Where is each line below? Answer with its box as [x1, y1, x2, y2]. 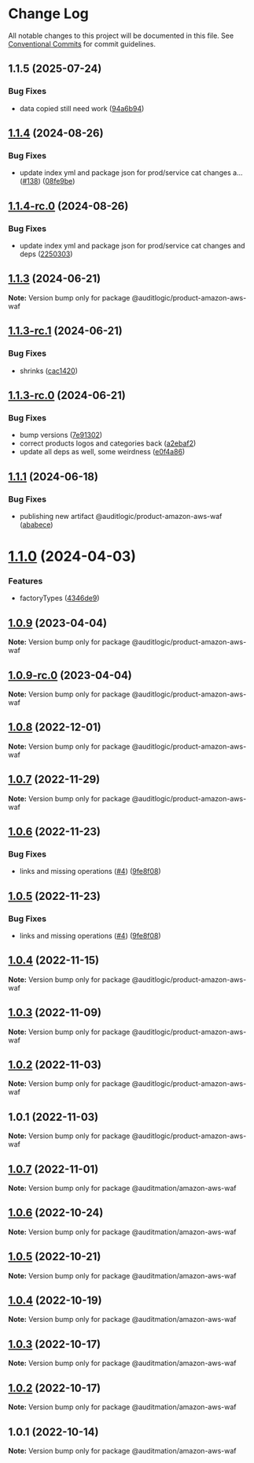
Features [8, 575, 43, 586]
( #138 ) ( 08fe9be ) [19, 177, 75, 186]
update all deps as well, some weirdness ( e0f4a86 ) [19, 447, 186, 457]
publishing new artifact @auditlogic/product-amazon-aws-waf [19, 511, 223, 521]
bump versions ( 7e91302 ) [19, 431, 103, 440]
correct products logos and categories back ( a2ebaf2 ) [19, 439, 197, 448]
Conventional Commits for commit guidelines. [8, 39, 156, 48]
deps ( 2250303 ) [19, 249, 73, 259]
